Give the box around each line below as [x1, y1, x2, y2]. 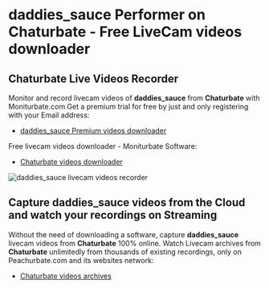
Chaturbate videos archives [19, 271, 112, 281]
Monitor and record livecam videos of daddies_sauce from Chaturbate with [8, 93, 260, 102]
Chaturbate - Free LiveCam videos [8, 23, 243, 41]
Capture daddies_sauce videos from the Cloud [8, 195, 246, 210]
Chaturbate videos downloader [19, 157, 123, 167]
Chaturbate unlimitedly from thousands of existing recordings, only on [8, 247, 243, 257]
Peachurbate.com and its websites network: [8, 255, 154, 265]
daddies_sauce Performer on [8, 6, 206, 24]
